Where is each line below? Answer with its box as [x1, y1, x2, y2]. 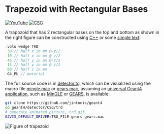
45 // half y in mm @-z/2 [7, 58, 61, 63]
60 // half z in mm [7, 67, 48, 72]
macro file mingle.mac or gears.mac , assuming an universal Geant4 [5, 86, 142, 92]
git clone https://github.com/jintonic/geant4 [5, 100, 102, 105]
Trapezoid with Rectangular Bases [5, 3, 148, 15]
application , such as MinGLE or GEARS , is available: [5, 91, 110, 97]
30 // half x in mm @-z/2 [7, 48, 61, 54]
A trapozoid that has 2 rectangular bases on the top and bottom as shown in [5, 29, 160, 35]
